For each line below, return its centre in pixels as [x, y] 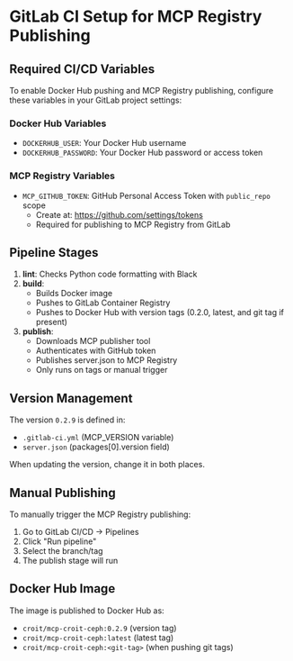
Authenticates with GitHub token [96, 351]
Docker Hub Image [62, 589]
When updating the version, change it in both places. [107, 465]
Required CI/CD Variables [82, 69]
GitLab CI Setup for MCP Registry [136, 17]
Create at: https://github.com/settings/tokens [120, 214]
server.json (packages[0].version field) [96, 447]
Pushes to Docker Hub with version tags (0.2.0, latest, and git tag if [160, 312]
